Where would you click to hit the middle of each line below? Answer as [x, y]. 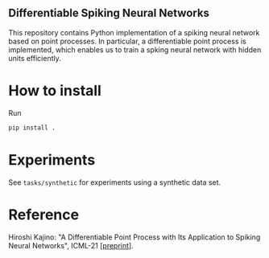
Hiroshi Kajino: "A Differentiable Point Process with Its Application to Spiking [134, 237]
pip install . [32, 128]
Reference [43, 214]
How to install [55, 91]
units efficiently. [35, 58]
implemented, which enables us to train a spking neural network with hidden [135, 49]
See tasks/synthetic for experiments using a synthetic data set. [115, 182]
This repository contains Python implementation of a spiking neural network [134, 32]
